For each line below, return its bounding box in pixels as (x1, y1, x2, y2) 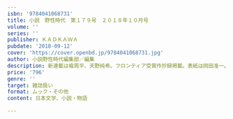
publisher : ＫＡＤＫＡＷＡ (7, 36, 79, 43)
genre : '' (7, 75, 36, 83)
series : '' (7, 29, 39, 37)
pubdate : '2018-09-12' (7, 43, 73, 50)
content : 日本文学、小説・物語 (7, 95, 88, 102)
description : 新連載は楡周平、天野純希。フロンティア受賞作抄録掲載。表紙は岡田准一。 (7, 62, 230, 69)
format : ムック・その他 (7, 88, 69, 95)
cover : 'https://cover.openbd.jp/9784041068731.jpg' (7, 50, 164, 57)
